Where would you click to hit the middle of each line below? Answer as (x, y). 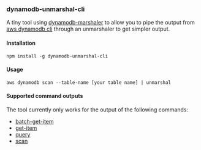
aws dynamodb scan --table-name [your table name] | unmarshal (89, 82)
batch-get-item (34, 121)
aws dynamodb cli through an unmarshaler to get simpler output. (88, 29)
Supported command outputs (45, 96)
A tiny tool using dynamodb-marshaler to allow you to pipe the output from (100, 23)
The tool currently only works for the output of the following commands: (97, 110)
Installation (21, 43)
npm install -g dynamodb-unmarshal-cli (57, 56)
